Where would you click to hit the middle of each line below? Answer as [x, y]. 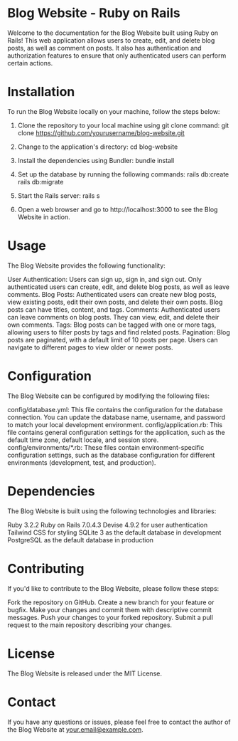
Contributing [46, 568]
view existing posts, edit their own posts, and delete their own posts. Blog [115, 302]
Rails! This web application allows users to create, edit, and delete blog [111, 40]
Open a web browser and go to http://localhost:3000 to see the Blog [118, 209]
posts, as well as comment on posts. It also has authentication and [104, 48]
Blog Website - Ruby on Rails [94, 13]
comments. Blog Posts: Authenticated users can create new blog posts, [112, 294]
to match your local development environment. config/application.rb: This [115, 424]
